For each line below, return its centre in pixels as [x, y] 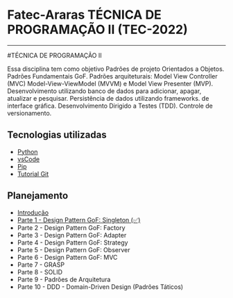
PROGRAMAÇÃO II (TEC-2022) [98, 30]
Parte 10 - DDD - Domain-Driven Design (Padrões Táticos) [100, 287]
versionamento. [29, 113]
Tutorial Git [33, 174]
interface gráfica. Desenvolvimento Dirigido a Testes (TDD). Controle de [110, 106]
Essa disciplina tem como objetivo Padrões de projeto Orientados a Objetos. [116, 69]
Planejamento [38, 196]
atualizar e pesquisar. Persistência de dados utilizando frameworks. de [108, 98]
